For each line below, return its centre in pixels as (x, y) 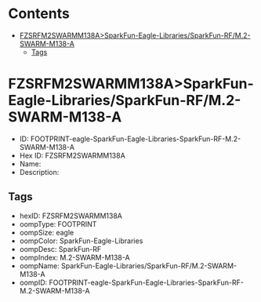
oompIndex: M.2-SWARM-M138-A (75, 257)
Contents (39, 14)
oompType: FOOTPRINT (58, 224)
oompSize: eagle (47, 232)
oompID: (33, 282)
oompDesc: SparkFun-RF (60, 249)
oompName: (40, 266)
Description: (39, 172)
